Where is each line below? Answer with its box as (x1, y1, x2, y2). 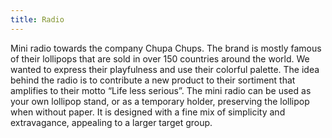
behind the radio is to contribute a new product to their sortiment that (10, 74, 296, 86)
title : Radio (10, 14, 65, 25)
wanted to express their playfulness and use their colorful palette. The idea (10, 63, 320, 75)
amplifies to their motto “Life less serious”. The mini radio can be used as (10, 84, 312, 96)
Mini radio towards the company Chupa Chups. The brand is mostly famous (10, 42, 322, 54)
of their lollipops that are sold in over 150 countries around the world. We (10, 52, 310, 65)
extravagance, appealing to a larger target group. (10, 116, 213, 128)
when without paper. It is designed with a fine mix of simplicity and (10, 106, 286, 118)
